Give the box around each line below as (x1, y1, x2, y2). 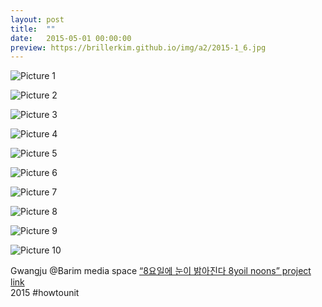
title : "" (10, 24, 56, 34)
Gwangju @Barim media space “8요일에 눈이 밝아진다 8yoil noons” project (10, 265, 312, 277)
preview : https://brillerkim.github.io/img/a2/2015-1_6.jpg (10, 42, 267, 53)
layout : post (10, 14, 65, 25)
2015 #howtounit (10, 287, 80, 299)
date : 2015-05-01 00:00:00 (10, 33, 132, 43)
